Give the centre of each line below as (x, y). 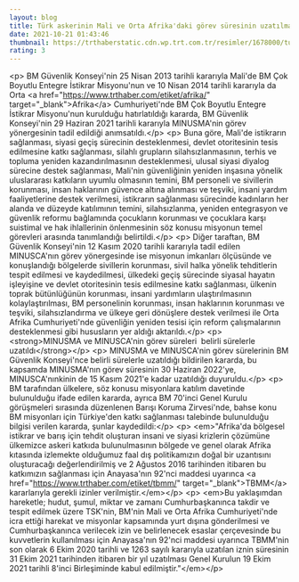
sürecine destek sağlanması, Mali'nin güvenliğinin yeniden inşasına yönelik (146, 171)
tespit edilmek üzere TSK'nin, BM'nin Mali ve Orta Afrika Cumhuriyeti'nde (144, 512)
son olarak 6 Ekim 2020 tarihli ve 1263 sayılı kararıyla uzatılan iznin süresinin (149, 550)
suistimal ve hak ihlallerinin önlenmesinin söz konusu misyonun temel (136, 227)
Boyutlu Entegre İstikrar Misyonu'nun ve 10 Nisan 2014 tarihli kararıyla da (143, 86)
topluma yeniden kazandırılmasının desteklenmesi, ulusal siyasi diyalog (139, 161)
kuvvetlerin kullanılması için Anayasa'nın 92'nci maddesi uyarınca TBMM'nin (149, 540)
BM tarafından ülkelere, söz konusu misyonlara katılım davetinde (127, 389)
